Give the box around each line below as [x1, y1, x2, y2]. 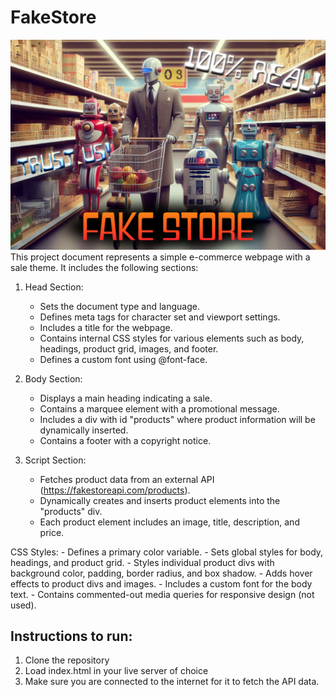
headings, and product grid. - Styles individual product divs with [10, 556, 275, 568]
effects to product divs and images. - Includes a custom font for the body [10, 577, 313, 590]
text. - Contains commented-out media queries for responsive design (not [10, 588, 315, 600]
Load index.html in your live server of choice [24, 665, 209, 677]
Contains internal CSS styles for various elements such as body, [39, 332, 305, 344]
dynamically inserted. [39, 424, 129, 436]
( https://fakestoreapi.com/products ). [39, 484, 191, 496]
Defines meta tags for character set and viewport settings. [39, 311, 281, 323]
